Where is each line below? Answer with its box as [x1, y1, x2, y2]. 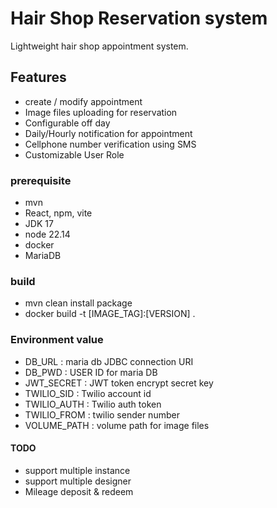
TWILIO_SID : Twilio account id [24, 387, 152, 399]
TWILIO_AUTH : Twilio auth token [24, 398, 162, 410]
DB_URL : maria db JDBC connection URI [24, 355, 194, 367]
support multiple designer [24, 475, 132, 487]
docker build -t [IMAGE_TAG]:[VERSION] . [24, 308, 196, 320]
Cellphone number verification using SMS [24, 138, 197, 150]
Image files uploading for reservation [24, 106, 178, 118]
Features [10, 69, 67, 86]
